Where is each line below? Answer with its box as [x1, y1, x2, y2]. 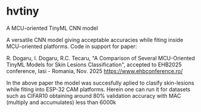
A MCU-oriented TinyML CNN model [6, 24, 98, 32]
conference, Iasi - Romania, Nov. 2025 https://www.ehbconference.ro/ [6, 67, 183, 74]
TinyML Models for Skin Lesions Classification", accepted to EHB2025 [6, 61, 182, 68]
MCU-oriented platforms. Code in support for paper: [6, 43, 137, 50]
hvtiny [6, 4, 39, 18]
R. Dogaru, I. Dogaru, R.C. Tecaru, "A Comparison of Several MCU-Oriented [6, 54, 196, 61]
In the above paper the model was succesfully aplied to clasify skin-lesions [6, 79, 194, 86]
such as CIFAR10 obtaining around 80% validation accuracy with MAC [6, 92, 181, 99]
